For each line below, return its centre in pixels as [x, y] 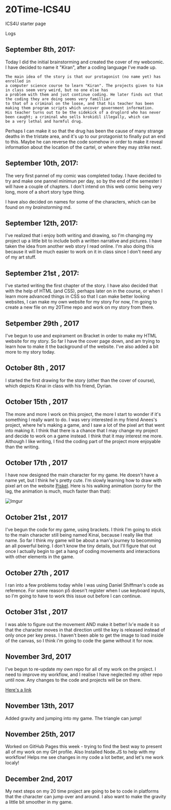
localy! [12, 763]
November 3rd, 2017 [38, 657]
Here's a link [18, 690]
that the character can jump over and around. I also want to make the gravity [86, 797]
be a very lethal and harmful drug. [44, 121]
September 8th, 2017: [40, 50]
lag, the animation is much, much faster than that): [58, 491]
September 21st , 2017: [42, 273]
